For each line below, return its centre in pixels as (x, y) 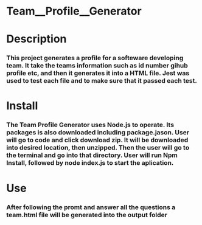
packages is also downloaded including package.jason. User (98, 133)
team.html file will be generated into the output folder (87, 215)
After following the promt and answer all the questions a (91, 207)
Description (37, 39)
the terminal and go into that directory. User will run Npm (92, 155)
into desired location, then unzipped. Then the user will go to (98, 148)
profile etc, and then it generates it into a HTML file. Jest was (98, 73)
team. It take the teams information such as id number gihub (97, 66)
